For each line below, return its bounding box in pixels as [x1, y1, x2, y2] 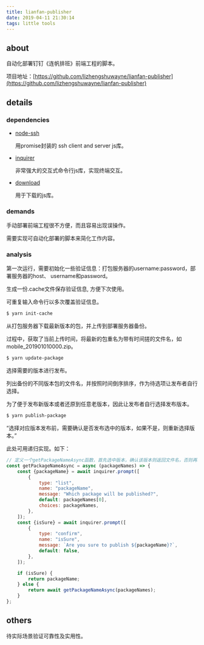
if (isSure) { [17, 570, 53, 576]
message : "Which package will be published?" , [38, 491, 159, 497]
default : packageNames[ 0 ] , [38, 497, 107, 503]
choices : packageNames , [38, 502, 99, 509]
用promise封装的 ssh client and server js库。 [15, 141, 127, 149]
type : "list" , [38, 480, 75, 486]
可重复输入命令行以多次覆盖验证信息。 [6, 298, 102, 305]
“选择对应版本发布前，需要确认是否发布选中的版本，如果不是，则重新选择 [6, 424, 190, 432]
